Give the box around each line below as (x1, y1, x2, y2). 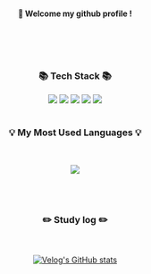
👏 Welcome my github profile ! (18, 8, 132, 19)
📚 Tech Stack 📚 (38, 70, 113, 82)
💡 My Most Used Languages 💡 (8, 126, 142, 139)
